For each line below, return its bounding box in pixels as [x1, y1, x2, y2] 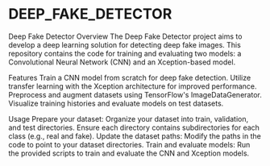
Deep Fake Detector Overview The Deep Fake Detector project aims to [8, 31, 243, 41]
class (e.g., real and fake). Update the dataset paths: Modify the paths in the [8, 131, 262, 141]
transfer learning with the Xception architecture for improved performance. [8, 81, 257, 91]
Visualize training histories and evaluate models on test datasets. [8, 98, 224, 108]
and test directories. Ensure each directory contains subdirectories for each [8, 122, 260, 132]
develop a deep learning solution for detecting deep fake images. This [8, 39, 242, 49]
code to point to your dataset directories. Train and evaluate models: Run [8, 139, 251, 149]
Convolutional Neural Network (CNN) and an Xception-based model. [8, 57, 236, 67]
